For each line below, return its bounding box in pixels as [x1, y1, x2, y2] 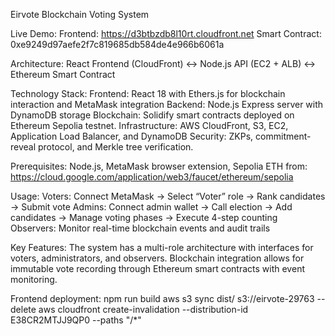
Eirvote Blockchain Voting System [10, 9, 150, 20]
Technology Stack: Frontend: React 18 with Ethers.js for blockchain [10, 88, 286, 99]
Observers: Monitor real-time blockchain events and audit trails [10, 222, 271, 234]
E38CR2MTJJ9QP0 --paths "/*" [10, 314, 142, 326]
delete [10, 304, 37, 315]
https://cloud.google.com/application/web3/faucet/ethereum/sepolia [10, 171, 294, 183]
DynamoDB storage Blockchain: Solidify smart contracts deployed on [10, 109, 295, 121]
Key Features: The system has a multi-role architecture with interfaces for [10, 242, 314, 253]
